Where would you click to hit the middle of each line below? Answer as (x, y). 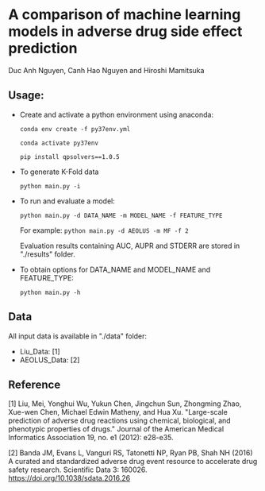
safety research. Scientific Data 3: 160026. (78, 470)
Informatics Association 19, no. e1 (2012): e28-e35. (91, 438)
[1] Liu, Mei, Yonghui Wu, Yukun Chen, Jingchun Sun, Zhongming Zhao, (125, 404)
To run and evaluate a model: (67, 201)
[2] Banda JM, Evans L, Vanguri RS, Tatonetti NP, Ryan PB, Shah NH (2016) (131, 453)
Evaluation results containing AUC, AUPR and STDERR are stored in (130, 246)
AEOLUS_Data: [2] (50, 360)
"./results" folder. (47, 254)
